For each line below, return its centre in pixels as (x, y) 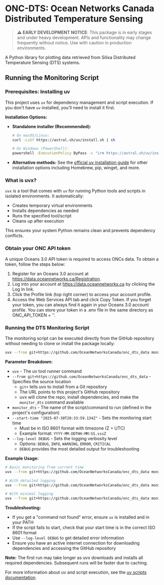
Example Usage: (22, 458)
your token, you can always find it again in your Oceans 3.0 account (80, 305)
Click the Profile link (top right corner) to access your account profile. (82, 294)
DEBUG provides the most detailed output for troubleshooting (79, 448)
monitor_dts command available (51, 402)
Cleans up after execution (38, 221)
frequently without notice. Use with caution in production (74, 42)
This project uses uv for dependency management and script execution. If (79, 102)
